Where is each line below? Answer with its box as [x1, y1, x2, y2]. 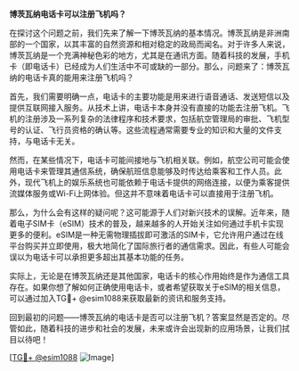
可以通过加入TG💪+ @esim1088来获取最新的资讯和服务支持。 [9, 293, 231, 303]
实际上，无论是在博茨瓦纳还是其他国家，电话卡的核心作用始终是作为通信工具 [9, 271, 290, 281]
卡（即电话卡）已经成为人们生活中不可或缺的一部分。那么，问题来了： [9, 62, 267, 71]
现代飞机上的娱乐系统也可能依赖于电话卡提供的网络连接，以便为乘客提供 [24, 177, 290, 187]
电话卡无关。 [32, 136, 80, 146]
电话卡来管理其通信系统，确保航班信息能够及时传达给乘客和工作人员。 [16, 166, 274, 177]
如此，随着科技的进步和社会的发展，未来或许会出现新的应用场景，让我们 [16, 323, 282, 334]
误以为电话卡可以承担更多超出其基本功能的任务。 [9, 251, 189, 262]
